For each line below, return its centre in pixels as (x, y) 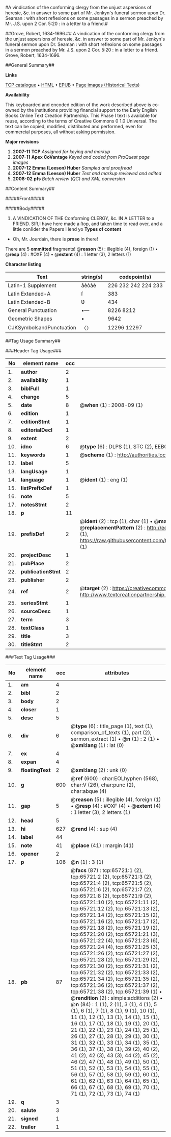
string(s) (92, 277)
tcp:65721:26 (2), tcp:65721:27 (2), (115, 953)
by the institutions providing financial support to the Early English (89, 110)
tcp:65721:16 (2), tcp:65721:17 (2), (115, 921)
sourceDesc (36, 611)
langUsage (34, 471)
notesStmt (34, 505)
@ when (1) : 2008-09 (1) (111, 405)
